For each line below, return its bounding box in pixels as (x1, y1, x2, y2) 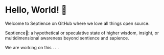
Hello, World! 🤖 (5, 4, 67, 16)
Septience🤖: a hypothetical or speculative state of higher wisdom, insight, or (5, 30, 159, 36)
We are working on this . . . (5, 44, 59, 50)
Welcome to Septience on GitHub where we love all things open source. (5, 20, 150, 26)
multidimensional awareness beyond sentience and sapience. (5, 35, 129, 41)
